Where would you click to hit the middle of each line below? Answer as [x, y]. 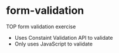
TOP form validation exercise [41, 26]
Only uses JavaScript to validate [53, 44]
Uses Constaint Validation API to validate [64, 37]
